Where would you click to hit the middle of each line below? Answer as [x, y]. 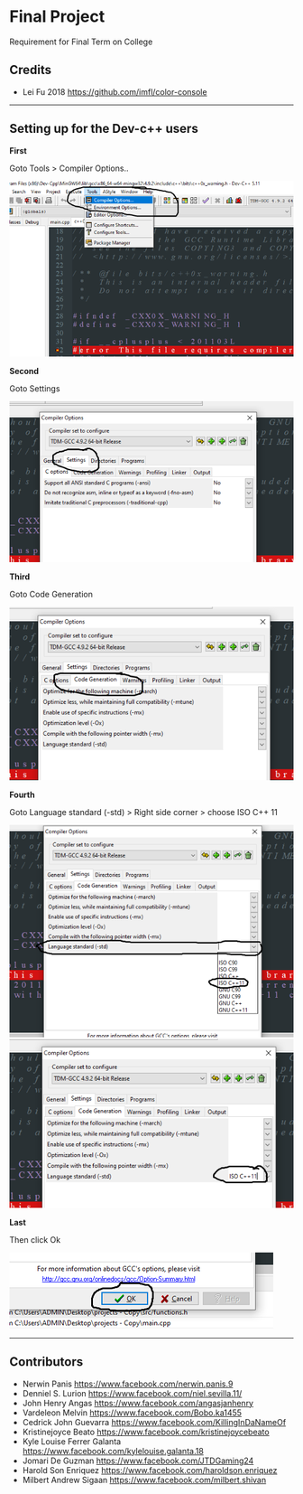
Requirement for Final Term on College [81, 42]
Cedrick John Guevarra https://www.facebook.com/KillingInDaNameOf [154, 1422]
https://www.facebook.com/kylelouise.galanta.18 [113, 1451]
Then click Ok [35, 1239]
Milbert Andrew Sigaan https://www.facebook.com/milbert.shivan [144, 1480]
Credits [31, 70]
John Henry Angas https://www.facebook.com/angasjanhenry [138, 1403]
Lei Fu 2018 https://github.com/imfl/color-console [115, 91]
